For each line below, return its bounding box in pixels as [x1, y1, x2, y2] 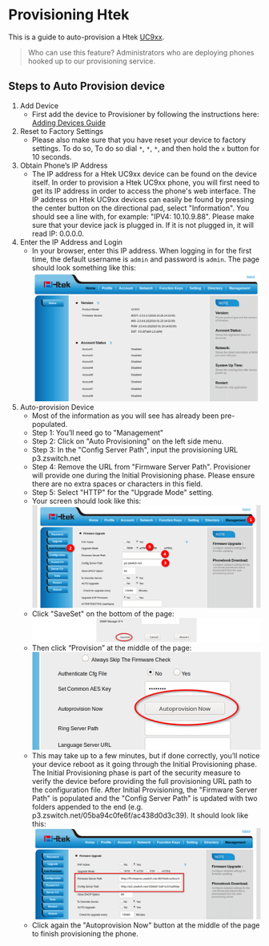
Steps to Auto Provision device [8, 79, 166, 93]
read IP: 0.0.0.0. [31, 229, 84, 238]
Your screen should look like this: [31, 496, 142, 505]
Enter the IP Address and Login [19, 237, 122, 246]
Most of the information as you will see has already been [31, 411, 219, 420]
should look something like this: [31, 262, 136, 272]
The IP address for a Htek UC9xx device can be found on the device [31, 168, 258, 178]
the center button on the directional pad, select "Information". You [31, 203, 250, 213]
